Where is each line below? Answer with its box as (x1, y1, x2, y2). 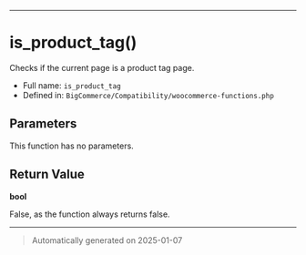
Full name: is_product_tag (22, 79, 121, 91)
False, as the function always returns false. (9, 209, 170, 219)
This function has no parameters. (9, 140, 134, 151)
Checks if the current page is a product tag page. (9, 62, 195, 73)
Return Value (9, 167, 85, 182)
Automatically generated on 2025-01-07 (31, 234, 183, 246)
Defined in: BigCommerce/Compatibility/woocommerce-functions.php (22, 89, 275, 100)
